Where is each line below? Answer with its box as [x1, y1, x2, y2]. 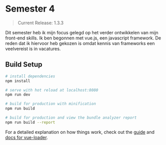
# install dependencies [5, 74, 56, 79]
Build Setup [5, 60, 43, 69]
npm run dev [5, 92, 30, 98]
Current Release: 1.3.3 [17, 20, 64, 26]
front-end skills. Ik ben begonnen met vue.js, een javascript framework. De [5, 35, 161, 41]
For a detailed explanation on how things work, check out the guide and [5, 129, 155, 135]
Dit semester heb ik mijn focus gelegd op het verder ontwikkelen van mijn [5, 29, 158, 35]
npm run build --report [5, 120, 56, 125]
